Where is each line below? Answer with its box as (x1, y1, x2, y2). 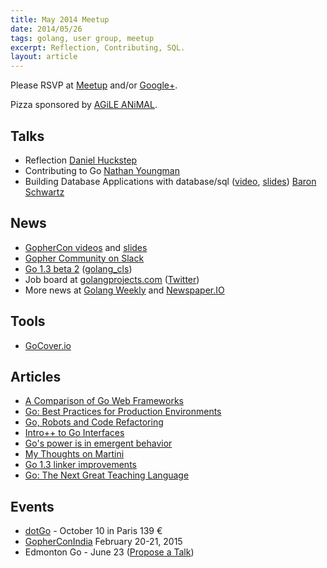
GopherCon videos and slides (24, 241, 148, 253)
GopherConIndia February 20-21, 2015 (24, 536, 183, 548)
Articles (10, 368, 62, 385)
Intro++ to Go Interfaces (24, 427, 125, 439)
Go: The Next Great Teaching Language (24, 469, 190, 481)
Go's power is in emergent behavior (24, 437, 173, 450)
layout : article (10, 52, 78, 62)
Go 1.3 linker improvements (24, 459, 137, 471)
